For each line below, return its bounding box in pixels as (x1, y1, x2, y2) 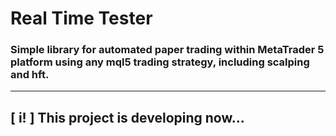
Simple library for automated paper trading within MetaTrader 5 (10, 43, 325, 57)
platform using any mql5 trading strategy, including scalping (10, 55, 310, 69)
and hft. (10, 68, 50, 82)
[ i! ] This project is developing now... (10, 109, 245, 126)
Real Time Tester (10, 7, 153, 30)
